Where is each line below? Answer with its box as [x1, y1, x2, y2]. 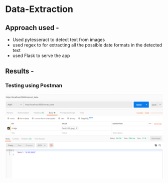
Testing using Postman [5, 82, 63, 89]
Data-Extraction [5, 3, 74, 15]
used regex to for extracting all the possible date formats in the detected [12, 42, 162, 48]
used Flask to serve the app [12, 52, 70, 58]
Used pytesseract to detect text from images [12, 36, 105, 42]
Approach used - [5, 23, 59, 32]
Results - [5, 67, 34, 75]
